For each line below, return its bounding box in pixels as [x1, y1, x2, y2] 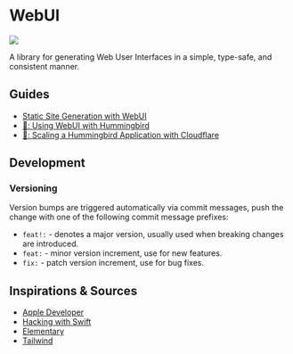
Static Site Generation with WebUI [21, 111, 147, 121]
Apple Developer [21, 307, 85, 317]
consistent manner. [9, 61, 80, 71]
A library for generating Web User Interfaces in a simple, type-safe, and [9, 51, 273, 62]
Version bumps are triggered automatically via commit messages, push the [9, 202, 284, 213]
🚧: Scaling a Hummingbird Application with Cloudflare [21, 129, 220, 140]
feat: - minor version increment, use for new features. [21, 248, 223, 259]
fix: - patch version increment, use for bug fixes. [21, 258, 205, 268]
